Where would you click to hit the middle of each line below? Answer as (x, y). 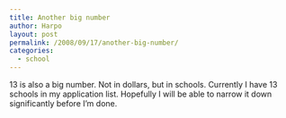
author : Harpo (36, 26)
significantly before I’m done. (63, 103)
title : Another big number (60, 17)
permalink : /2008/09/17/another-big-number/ (94, 42)
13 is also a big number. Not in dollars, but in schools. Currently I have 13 (143, 84)
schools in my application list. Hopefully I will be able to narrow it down (141, 94)
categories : (31, 51)
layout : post (34, 34)
